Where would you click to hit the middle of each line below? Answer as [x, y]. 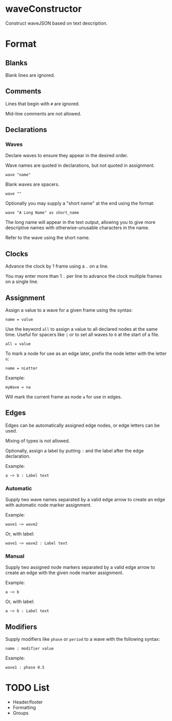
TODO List [27, 688]
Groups [21, 713]
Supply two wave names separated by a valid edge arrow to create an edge [85, 500]
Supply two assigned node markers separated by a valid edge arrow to [80, 567]
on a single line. [22, 282]
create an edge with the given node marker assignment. [64, 573]
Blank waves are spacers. [33, 184]
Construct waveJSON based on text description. [56, 23]
